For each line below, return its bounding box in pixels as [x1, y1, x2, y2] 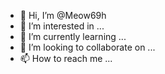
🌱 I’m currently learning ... [19, 31, 127, 42]
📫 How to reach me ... [19, 53, 113, 64]
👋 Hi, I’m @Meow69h [19, 10, 107, 21]
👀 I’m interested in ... [19, 20, 105, 32]
